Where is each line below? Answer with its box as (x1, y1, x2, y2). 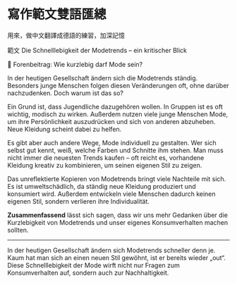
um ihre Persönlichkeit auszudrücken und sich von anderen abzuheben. (7, 117, 216, 125)
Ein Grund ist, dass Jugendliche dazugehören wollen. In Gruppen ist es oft (7, 102, 224, 111)
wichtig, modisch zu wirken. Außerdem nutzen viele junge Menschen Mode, (7, 110, 229, 118)
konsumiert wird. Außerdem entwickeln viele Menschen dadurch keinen (7, 190, 217, 198)
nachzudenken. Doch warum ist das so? (7, 89, 123, 97)
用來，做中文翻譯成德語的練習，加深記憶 (7, 31, 125, 39)
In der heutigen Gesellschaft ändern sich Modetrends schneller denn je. (7, 246, 216, 254)
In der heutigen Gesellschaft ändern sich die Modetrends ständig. (7, 73, 198, 82)
